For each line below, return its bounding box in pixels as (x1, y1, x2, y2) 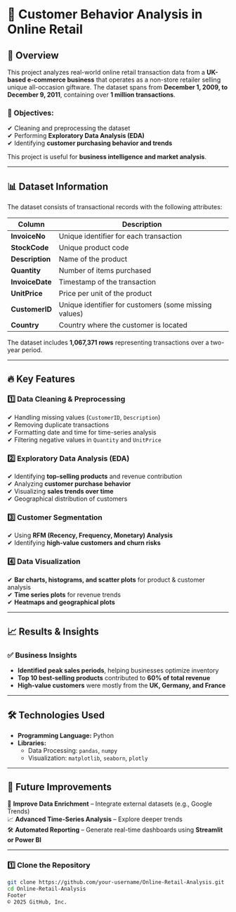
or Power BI (7, 836, 42, 844)
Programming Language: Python (17, 732, 114, 740)
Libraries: (17, 739, 47, 747)
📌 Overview (7, 49, 59, 61)
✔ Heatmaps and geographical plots (7, 598, 116, 606)
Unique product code (58, 243, 129, 253)
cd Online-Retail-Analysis (7, 885, 86, 893)
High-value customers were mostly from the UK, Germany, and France (17, 681, 226, 689)
